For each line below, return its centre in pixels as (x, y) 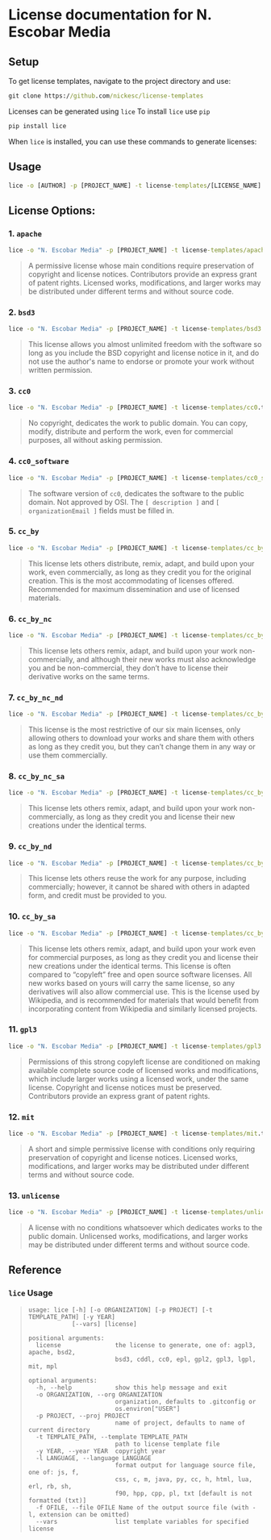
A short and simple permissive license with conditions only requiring (142, 1149)
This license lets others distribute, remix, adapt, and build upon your (141, 563)
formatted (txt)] (57, 1500)
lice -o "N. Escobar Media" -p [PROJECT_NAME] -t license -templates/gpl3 (135, 1046)
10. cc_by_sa (32, 916)
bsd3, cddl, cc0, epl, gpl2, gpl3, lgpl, (186, 1359)
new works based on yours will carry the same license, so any (131, 983)
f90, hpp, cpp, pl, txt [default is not (183, 1493)
